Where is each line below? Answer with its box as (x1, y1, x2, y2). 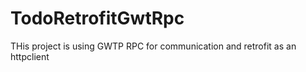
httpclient (10, 50, 50, 62)
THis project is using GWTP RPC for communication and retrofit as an (10, 40, 297, 52)
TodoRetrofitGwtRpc (10, 7, 185, 30)
